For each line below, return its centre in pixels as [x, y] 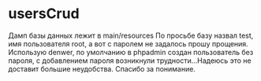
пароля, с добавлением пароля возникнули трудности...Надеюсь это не [130, 61]
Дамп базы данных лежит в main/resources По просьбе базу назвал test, [131, 35]
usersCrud [44, 14]
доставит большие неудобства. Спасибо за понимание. [102, 68]
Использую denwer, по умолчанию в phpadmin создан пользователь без [131, 52]
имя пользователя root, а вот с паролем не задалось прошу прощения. [128, 43]
